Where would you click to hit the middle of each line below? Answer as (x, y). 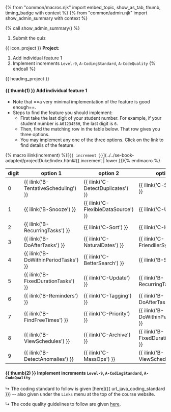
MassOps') (97, 359)
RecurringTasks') (44, 231)
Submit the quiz (29, 38)
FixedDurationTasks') (49, 281)
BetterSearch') (101, 263)
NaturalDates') (101, 245)
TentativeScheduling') (50, 188)
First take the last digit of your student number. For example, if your (91, 118)
